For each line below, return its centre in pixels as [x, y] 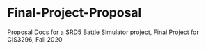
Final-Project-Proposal [74, 13]
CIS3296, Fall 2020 [35, 39]
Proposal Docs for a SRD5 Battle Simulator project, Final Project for [103, 32]
